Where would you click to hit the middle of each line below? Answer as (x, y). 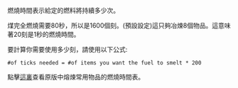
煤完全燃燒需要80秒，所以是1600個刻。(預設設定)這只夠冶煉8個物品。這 (113, 26)
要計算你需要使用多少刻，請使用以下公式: (67, 49)
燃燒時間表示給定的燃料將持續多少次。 (63, 10)
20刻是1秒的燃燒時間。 (47, 34)
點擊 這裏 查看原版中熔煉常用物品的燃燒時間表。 (76, 77)
